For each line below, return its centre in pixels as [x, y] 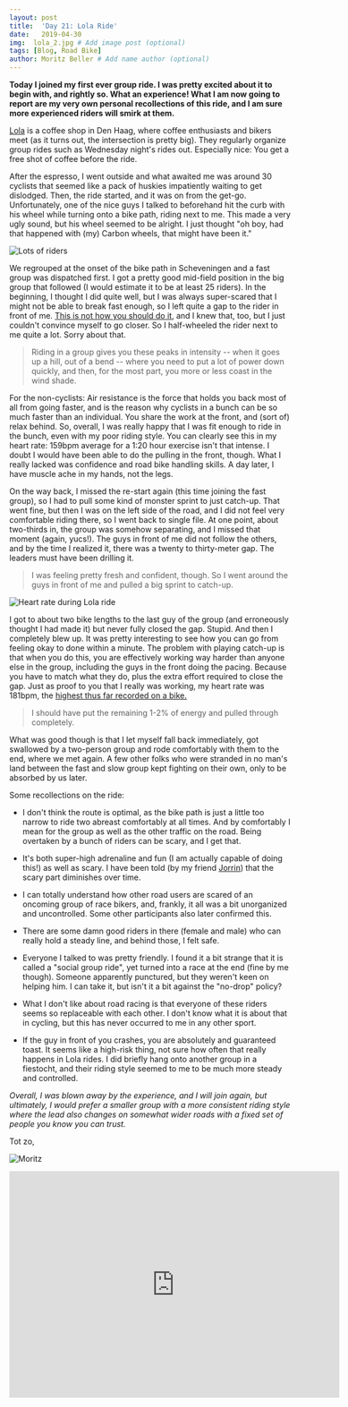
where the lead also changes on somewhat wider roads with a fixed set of [146, 1114]
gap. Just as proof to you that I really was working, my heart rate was [137, 686]
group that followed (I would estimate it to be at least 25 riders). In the [138, 287]
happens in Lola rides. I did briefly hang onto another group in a [140, 1059]
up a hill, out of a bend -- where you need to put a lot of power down [157, 362]
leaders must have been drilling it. [72, 558]
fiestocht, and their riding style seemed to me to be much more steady [152, 1069]
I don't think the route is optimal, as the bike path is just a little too [143, 812]
